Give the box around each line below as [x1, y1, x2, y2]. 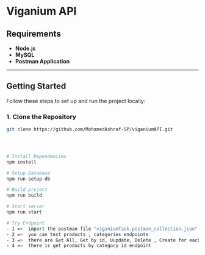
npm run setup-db [6, 176, 51, 182]
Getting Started [6, 81, 67, 92]
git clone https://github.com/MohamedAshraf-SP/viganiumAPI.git [6, 126, 173, 132]
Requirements [6, 29, 61, 39]
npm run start [6, 209, 43, 215]
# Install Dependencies [6, 153, 67, 159]
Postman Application [15, 58, 70, 65]
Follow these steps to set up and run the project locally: [6, 97, 146, 104]
